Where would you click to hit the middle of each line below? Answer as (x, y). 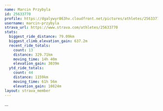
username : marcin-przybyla (32, 23)
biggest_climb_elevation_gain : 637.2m (48, 41)
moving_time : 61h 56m (35, 81)
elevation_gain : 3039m (36, 63)
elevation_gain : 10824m (37, 86)
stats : (11, 32)
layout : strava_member (27, 91)
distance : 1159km (31, 77)
